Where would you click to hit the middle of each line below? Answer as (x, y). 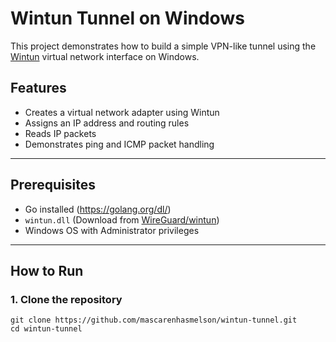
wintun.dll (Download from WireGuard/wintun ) (122, 219)
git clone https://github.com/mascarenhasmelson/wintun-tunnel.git (154, 320)
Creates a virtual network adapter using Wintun (122, 112)
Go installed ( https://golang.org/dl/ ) (98, 209)
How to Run (47, 270)
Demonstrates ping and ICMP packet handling (119, 144)
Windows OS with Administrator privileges (112, 230)
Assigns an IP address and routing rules (107, 123)
